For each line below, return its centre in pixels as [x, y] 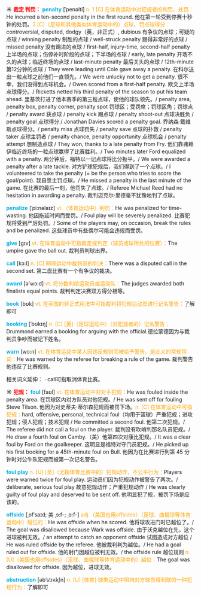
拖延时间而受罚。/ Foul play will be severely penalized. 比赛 [112, 215]
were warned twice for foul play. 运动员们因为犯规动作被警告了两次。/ [92, 479]
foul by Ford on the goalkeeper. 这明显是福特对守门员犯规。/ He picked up [98, 444]
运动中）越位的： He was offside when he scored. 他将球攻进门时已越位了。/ [100, 522]
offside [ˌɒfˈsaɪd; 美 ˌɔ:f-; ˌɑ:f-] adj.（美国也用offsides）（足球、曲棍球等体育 [98, 515]
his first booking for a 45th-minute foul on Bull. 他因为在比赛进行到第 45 [95, 452]
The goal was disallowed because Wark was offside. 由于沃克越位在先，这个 [100, 530]
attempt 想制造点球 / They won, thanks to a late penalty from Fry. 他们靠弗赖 [100, 144]
